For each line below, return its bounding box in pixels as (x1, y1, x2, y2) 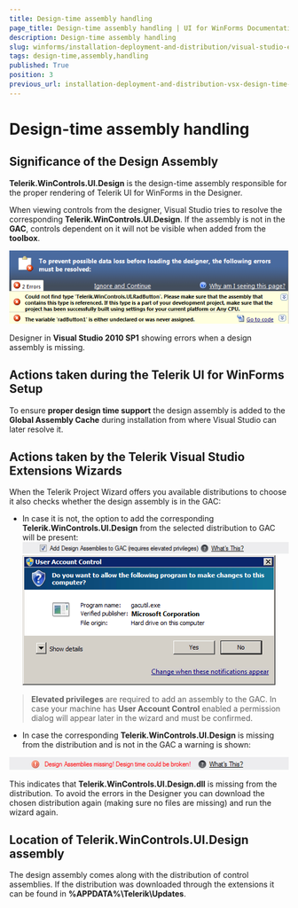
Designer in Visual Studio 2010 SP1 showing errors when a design (9, 333, 253, 343)
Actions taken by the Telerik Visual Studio (9, 449, 246, 465)
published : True (9, 61, 69, 70)
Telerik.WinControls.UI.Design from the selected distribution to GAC (21, 523, 276, 534)
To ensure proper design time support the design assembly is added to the (9, 404, 286, 416)
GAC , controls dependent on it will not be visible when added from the (9, 223, 266, 234)
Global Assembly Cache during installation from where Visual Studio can (9, 414, 277, 425)
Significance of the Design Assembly (9, 154, 219, 169)
